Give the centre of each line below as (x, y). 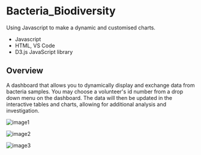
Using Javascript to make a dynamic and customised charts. (81, 28)
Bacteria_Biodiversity (61, 11)
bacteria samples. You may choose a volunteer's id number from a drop (95, 92)
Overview (25, 71)
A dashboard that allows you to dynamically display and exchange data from (100, 85)
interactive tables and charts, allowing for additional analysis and (86, 104)
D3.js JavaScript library (44, 51)
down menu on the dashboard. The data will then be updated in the (89, 98)
